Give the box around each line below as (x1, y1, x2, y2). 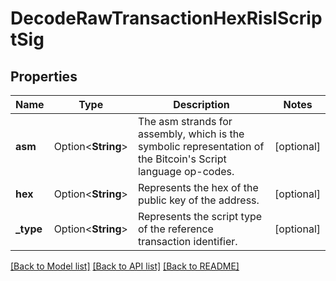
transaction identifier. (137, 235, 238, 248)
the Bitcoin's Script (137, 152, 227, 166)
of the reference (137, 222, 214, 236)
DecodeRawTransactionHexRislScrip (10, 7, 323, 30)
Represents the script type (137, 210, 263, 223)
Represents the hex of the (137, 181, 259, 194)
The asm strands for (137, 115, 233, 128)
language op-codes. (137, 165, 235, 178)
